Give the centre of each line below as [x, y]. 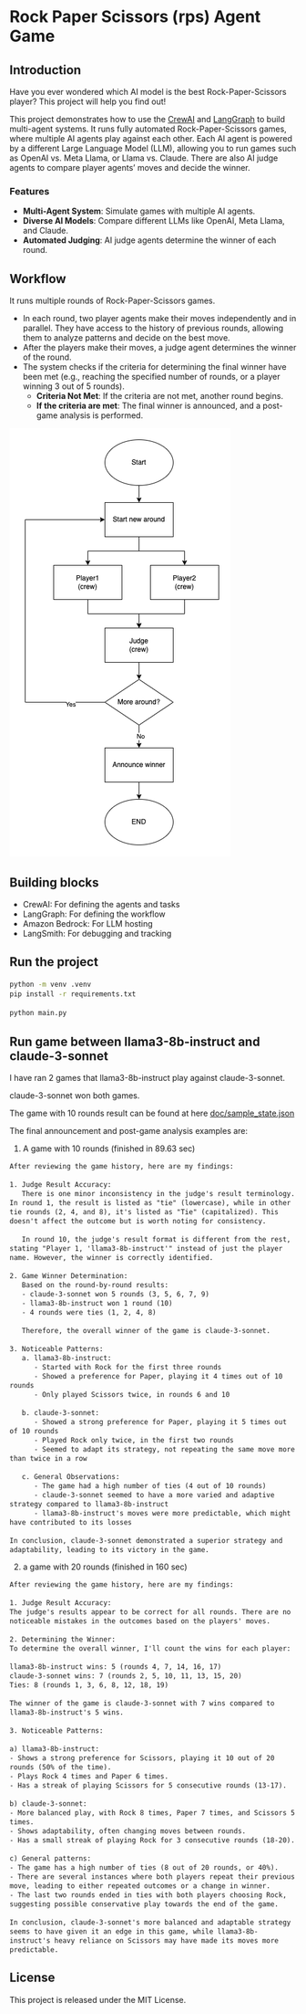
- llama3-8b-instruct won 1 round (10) [97, 1304]
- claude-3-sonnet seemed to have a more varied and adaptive [154, 1495]
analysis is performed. [102, 415]
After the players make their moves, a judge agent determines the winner [159, 348]
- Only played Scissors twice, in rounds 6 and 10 [132, 1395]
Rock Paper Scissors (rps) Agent [135, 17]
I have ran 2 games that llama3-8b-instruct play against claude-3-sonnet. [147, 1078]
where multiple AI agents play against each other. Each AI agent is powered [151, 138]
